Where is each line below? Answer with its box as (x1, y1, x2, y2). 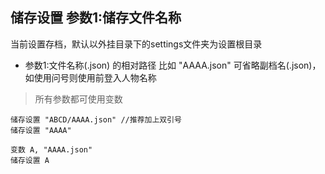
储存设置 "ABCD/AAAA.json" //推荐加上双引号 (10, 114, 182, 125)
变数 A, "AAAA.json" (10, 144, 93, 155)
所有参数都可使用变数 (34, 93, 123, 105)
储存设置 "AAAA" (10, 125, 72, 135)
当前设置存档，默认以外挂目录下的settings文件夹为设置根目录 (10, 38, 263, 50)
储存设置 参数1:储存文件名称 (10, 9, 182, 27)
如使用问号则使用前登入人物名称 (24, 71, 157, 83)
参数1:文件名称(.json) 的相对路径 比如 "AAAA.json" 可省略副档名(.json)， (24, 59, 322, 71)
